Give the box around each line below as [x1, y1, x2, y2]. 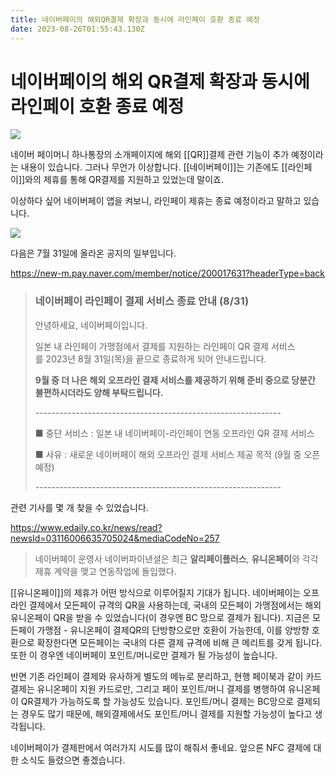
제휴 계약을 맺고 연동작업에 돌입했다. [34, 565, 177, 577]
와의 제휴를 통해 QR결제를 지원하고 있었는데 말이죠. [24, 174, 224, 186]
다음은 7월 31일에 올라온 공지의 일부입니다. [10, 247, 177, 260]
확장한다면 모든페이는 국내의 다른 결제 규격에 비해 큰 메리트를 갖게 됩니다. [36, 636, 323, 648]
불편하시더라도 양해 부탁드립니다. [34, 386, 164, 398]
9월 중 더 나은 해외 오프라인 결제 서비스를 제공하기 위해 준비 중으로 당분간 [34, 374, 316, 386]
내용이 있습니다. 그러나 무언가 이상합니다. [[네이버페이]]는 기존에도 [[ [20, 161, 288, 173]
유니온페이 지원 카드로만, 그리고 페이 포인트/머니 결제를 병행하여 [36, 682, 286, 695]
